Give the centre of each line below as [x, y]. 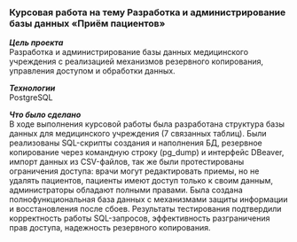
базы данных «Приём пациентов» [87, 23]
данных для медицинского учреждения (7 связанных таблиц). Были [138, 134]
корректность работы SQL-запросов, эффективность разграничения [140, 218]
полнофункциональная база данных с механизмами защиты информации [148, 199]
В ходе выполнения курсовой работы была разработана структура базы [147, 124]
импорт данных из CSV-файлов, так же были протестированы [127, 162]
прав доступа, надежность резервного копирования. [110, 228]
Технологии [32, 88]
